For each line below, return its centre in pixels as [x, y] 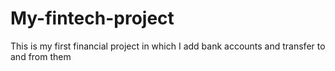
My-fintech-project [92, 18]
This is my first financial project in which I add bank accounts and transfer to [168, 46]
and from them [41, 56]
